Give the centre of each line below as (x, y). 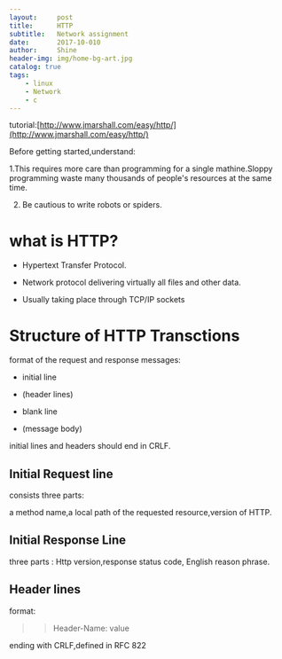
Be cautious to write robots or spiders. (92, 205)
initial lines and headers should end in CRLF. (90, 446)
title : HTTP (41, 26)
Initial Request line (61, 474)
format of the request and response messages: (95, 360)
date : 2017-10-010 (55, 42)
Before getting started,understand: (72, 152)
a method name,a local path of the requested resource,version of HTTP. (141, 513)
